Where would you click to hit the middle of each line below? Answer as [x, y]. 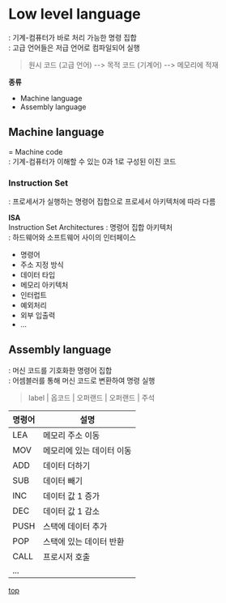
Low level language [75, 14]
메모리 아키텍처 [44, 285]
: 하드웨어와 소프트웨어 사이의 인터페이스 [72, 238]
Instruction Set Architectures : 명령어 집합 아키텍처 [90, 227]
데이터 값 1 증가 [71, 496]
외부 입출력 [38, 316]
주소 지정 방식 [42, 265]
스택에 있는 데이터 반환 [84, 541]
